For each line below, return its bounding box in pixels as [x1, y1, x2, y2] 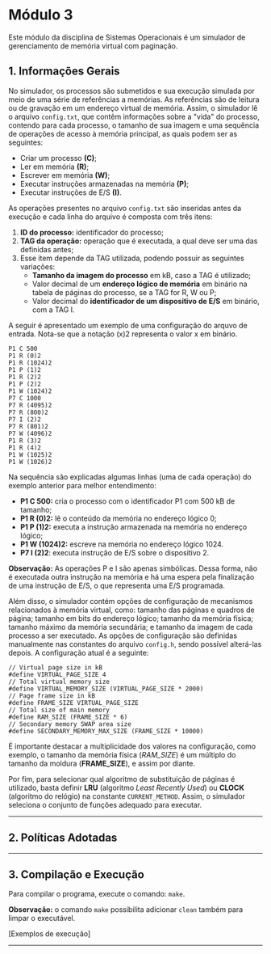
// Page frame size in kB [8, 691, 95, 700]
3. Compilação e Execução [8, 867, 145, 881]
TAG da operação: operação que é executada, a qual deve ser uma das [19, 236, 258, 246]
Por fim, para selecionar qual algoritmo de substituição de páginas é [8, 774, 236, 783]
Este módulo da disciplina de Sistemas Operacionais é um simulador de [8, 32, 246, 42]
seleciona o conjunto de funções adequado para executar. [8, 800, 202, 809]
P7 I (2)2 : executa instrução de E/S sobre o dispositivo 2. [19, 547, 210, 557]
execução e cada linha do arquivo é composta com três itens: [8, 212, 213, 222]
